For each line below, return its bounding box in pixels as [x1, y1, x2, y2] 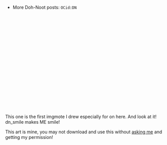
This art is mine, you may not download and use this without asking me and [5, 129, 162, 135]
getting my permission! [5, 134, 53, 140]
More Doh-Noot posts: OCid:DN [12, 5, 77, 10]
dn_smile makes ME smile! [5, 119, 60, 125]
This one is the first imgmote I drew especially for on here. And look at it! [5, 114, 157, 120]
